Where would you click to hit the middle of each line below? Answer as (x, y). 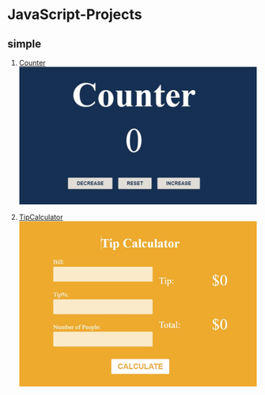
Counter (32, 63)
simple (25, 44)
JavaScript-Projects (75, 15)
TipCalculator (41, 217)
